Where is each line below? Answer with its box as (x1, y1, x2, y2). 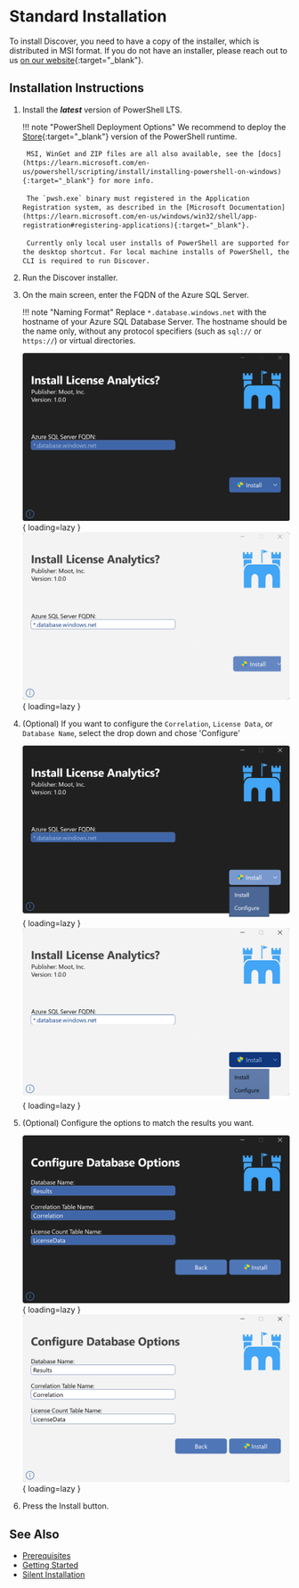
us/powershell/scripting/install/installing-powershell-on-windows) (21, 167, 282, 176)
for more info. (97, 176, 155, 185)
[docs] (257, 149, 282, 158)
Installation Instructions (9, 80, 145, 95)
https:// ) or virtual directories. (21, 335, 136, 345)
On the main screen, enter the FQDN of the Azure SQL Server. (21, 289, 249, 300)
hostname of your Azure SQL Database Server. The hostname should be (21, 316, 287, 327)
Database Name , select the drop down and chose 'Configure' (21, 727, 240, 738)
